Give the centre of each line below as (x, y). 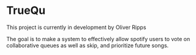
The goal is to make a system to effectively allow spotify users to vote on (98, 39)
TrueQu (26, 11)
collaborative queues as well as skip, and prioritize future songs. (88, 45)
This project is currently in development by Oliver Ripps (76, 27)
